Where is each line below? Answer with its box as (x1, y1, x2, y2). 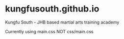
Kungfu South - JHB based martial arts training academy (5, 19, 120, 25)
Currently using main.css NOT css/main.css (5, 28, 94, 34)
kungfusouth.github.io (5, 3, 99, 14)
